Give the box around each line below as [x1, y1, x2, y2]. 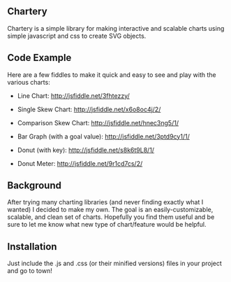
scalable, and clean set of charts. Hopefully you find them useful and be [7, 213, 215, 221]
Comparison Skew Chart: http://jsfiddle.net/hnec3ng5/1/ [17, 118, 179, 127]
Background [7, 180, 61, 192]
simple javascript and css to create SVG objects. [7, 31, 147, 40]
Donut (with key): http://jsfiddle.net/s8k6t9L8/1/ [17, 146, 155, 154]
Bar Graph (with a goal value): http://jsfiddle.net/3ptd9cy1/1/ [17, 132, 190, 141]
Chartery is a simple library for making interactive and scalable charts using [7, 24, 225, 32]
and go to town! [7, 267, 52, 275]
